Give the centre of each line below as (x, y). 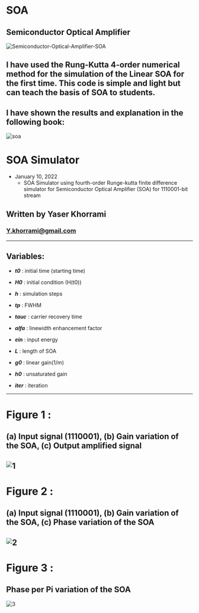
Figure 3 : (30, 568)
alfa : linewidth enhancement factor (58, 328)
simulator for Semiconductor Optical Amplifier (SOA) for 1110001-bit (106, 189)
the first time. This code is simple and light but (93, 83)
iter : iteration (31, 385)
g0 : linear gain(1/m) (39, 362)
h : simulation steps (38, 293)
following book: (36, 122)
